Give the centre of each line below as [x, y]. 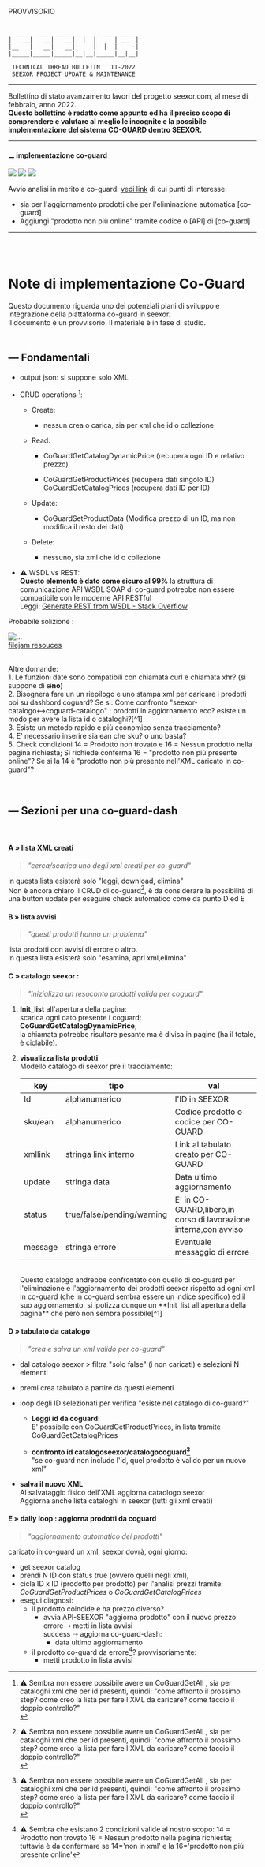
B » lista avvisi [32, 917]
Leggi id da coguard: [66, 1418]
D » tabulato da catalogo [49, 1331]
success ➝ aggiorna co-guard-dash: [103, 1633]
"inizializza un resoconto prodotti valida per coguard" [115, 993]
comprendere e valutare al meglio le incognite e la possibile [107, 121]
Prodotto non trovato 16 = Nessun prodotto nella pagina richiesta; [126, 1838]
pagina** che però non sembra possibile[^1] [91, 1313]
